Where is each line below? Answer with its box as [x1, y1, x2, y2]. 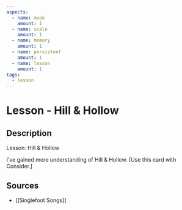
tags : [6, 72, 20, 78]
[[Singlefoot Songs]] [15, 197, 67, 204]
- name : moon [12, 15, 45, 21]
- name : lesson [12, 60, 51, 66]
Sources [6, 180, 39, 190]
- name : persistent [12, 49, 62, 55]
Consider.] [6, 163, 32, 170]
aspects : [6, 9, 29, 15]
